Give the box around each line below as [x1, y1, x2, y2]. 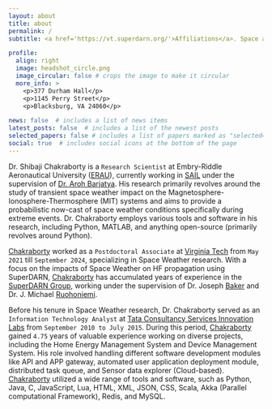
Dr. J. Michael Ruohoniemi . [8, 289, 98, 299]
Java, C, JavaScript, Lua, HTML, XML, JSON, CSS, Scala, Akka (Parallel [8, 382, 247, 392]
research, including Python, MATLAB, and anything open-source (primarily [8, 222, 257, 231]
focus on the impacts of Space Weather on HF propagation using [8, 263, 225, 273]
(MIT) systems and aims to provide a [100, 196, 223, 205]
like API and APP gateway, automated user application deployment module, [8, 356, 259, 366]
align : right [15, 57, 60, 65]
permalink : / [8, 27, 53, 35]
